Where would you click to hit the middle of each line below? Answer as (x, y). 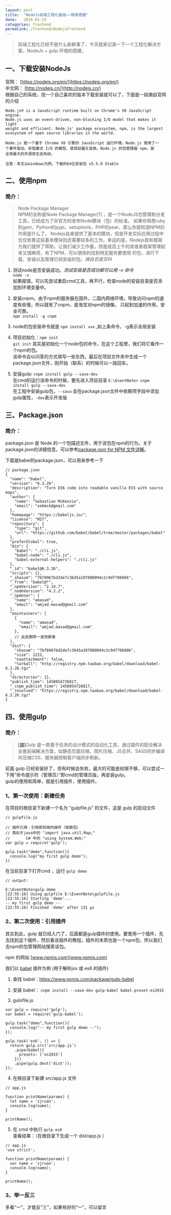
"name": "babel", (28, 479)
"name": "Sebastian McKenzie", (48, 502)
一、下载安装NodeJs (38, 68)
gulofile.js (23, 1000)
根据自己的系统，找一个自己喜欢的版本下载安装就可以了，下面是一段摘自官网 (86, 94)
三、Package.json (34, 415)
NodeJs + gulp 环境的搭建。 (56, 51)
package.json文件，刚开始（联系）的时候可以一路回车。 (72, 363)
